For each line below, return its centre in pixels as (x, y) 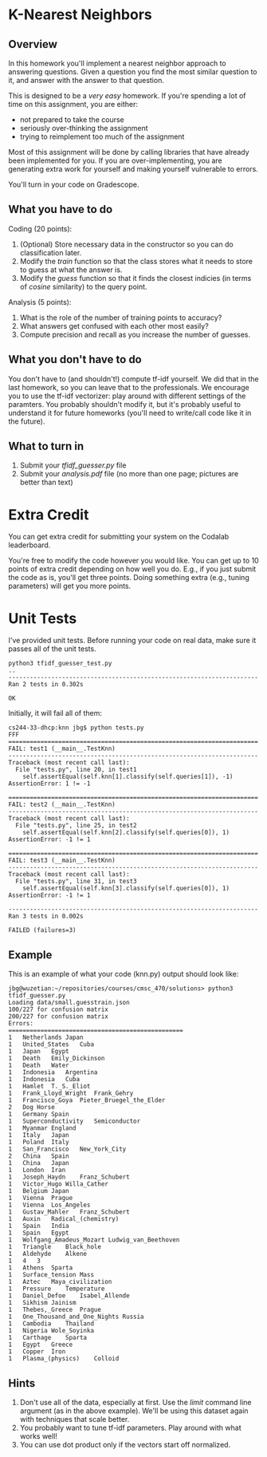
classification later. (51, 252)
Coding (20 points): (40, 228)
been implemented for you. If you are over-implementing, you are (115, 160)
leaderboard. (29, 545)
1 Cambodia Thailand (51, 1324)
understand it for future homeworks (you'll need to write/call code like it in (130, 413)
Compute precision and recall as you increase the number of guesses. (135, 334)
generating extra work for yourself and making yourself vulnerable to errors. (133, 169)
